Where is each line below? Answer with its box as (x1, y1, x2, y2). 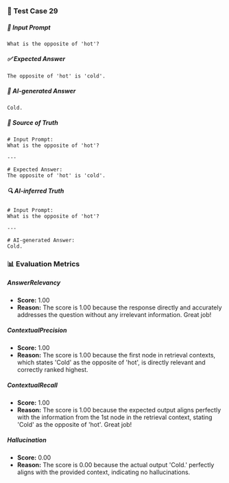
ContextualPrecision (7, 326, 67, 335)
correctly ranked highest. (16, 365, 88, 373)
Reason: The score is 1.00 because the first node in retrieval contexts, (16, 351, 216, 359)
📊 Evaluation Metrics (7, 259, 80, 268)
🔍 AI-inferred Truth (7, 187, 64, 195)
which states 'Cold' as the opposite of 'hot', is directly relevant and (16, 358, 206, 366)
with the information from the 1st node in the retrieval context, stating (16, 413, 213, 421)
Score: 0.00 (16, 453, 51, 462)
